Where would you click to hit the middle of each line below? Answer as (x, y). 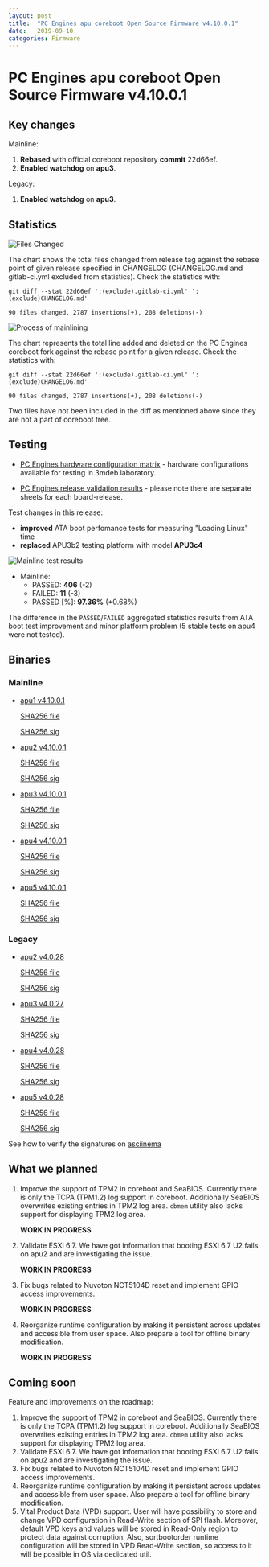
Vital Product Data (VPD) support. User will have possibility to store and (138, 1511)
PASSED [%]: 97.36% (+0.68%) (85, 602)
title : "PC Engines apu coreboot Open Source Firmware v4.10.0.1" (124, 23)
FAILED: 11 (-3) (56, 593)
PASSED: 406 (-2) (62, 585)
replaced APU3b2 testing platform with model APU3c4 (111, 545)
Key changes (42, 124)
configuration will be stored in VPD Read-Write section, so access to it (136, 1546)
